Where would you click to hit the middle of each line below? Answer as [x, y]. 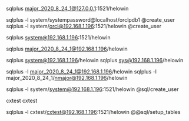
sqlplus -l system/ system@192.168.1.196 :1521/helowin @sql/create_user [92, 89]
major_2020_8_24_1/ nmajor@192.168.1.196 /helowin [67, 78]
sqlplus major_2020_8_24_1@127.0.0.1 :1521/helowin [67, 9]
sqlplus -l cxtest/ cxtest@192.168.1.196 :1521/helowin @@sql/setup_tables [93, 112]
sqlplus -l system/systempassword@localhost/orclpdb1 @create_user [91, 20]
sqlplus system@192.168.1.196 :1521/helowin [58, 37]
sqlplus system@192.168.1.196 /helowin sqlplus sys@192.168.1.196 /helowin [95, 60]
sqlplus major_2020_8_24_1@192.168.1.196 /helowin [67, 49]
